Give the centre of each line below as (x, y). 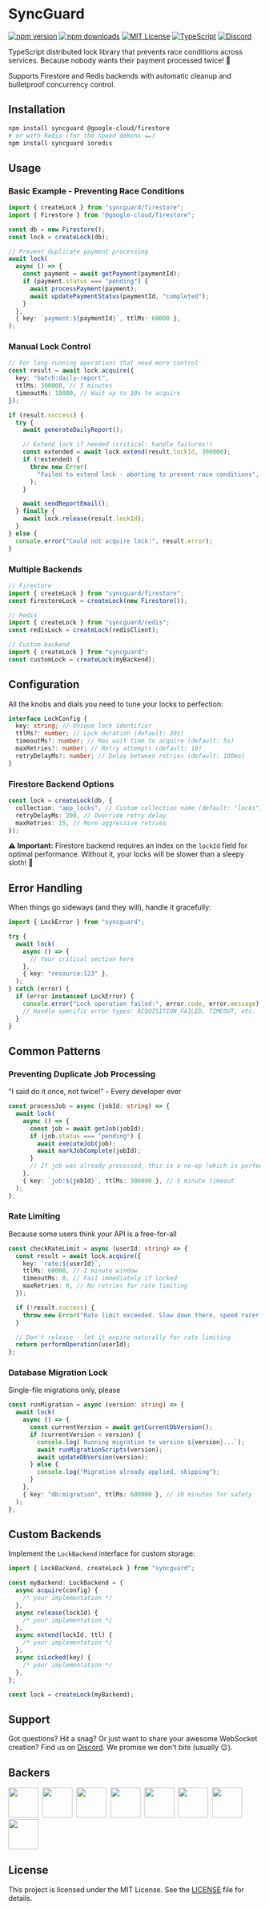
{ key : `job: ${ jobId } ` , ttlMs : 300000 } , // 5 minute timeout (128, 1181)
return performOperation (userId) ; (73, 1345)
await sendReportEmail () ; (66, 504)
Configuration (44, 684)
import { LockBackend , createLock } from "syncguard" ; (102, 1569)
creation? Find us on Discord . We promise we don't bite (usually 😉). (120, 1748)
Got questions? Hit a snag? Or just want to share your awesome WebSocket (133, 1739)
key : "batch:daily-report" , (62, 378)
